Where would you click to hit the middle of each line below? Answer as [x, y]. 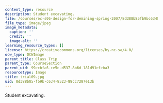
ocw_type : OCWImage [25, 54]
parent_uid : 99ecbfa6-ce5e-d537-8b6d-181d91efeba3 [57, 68]
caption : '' [22, 32]
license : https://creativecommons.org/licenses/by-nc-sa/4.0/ [69, 50]
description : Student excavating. [40, 14]
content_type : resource [29, 9]
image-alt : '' [24, 41]
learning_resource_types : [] [34, 45]
